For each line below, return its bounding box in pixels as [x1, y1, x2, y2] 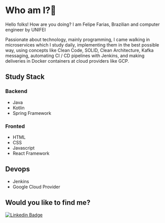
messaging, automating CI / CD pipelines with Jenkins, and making [5, 53, 145, 59]
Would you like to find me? [5, 198, 91, 207]
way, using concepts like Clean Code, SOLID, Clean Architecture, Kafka [5, 47, 154, 53]
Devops [5, 165, 30, 173]
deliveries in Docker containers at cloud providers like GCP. [5, 58, 129, 64]
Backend [5, 88, 28, 95]
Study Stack [5, 73, 45, 81]
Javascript [12, 145, 35, 151]
